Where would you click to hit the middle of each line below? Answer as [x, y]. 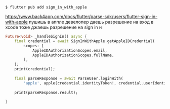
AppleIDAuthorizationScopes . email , [70, 50]
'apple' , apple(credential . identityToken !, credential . [83, 83]
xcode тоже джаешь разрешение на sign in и [54, 27]
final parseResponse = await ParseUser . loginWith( [69, 78]
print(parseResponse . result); [46, 92]
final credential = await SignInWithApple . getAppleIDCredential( [85, 41]
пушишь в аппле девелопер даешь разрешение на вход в [91, 22]
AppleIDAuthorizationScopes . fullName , [73, 55]
